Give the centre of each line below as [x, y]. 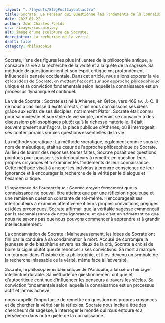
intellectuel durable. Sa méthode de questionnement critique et [69, 274]
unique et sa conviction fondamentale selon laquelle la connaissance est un [82, 86]
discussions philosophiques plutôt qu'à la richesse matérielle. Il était [74, 122]
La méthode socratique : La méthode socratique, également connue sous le [82, 142]
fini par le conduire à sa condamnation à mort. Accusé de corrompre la [77, 239]
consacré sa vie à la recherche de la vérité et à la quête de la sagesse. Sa [79, 65]
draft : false [18, 42]
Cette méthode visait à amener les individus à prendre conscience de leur [80, 168]
